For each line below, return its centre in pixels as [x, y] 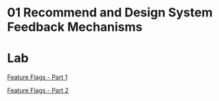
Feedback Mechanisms [75, 27]
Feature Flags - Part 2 [38, 91]
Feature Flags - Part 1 [37, 77]
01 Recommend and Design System [110, 13]
